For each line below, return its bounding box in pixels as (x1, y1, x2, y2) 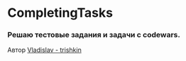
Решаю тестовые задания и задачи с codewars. (7, 30, 181, 40)
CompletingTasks (7, 5, 114, 21)
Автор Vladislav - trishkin (7, 46, 82, 54)
